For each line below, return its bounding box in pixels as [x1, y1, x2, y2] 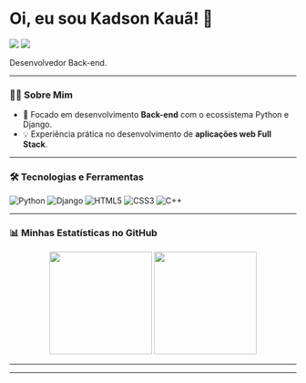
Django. [22, 119, 53, 130]
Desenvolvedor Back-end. [9, 57, 107, 67]
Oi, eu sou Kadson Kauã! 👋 [9, 8, 214, 29]
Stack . [22, 139, 48, 150]
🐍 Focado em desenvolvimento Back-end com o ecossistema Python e [22, 109, 290, 120]
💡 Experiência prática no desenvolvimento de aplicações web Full [22, 129, 271, 140]
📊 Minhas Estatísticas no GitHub [9, 227, 158, 240]
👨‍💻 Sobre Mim [9, 88, 73, 101]
